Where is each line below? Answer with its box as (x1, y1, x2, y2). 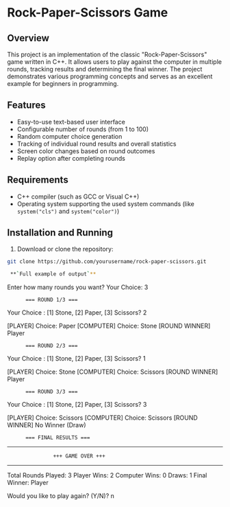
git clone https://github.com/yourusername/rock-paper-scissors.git (7, 258, 207, 265)
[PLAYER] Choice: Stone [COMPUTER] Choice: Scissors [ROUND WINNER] (7, 368, 218, 376)
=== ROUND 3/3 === (25, 388, 78, 396)
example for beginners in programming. (7, 80, 119, 87)
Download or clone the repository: (16, 245, 114, 253)
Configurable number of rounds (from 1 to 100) (16, 125, 149, 133)
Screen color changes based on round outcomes (16, 146, 155, 155)
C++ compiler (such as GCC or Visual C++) (16, 192, 140, 201)
